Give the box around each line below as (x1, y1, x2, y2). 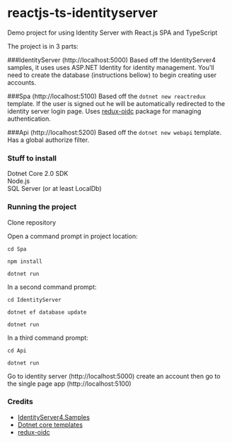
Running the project (7, 202, 77, 212)
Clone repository (7, 218, 57, 227)
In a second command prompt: (7, 283, 97, 291)
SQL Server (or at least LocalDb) (7, 184, 102, 193)
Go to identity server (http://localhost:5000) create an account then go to (7, 372, 221, 380)
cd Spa (7, 245, 27, 252)
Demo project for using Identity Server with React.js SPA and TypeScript (7, 28, 218, 37)
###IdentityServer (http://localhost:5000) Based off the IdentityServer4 (7, 55, 216, 64)
